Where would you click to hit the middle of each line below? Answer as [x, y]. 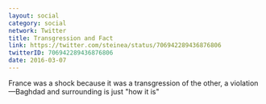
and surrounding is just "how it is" [103, 91]
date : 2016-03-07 [37, 61]
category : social [37, 23]
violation [244, 83]
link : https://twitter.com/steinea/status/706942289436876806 [115, 46]
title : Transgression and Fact [61, 38]
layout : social [34, 16]
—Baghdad [27, 91]
